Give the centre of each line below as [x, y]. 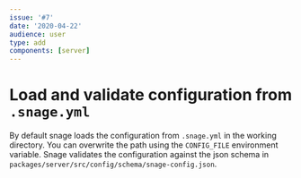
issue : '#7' [31, 17]
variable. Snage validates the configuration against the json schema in [139, 155]
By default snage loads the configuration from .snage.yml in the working [143, 136]
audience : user [38, 34]
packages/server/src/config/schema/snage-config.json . [113, 164]
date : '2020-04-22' [46, 26]
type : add [28, 42]
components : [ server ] [50, 51]
